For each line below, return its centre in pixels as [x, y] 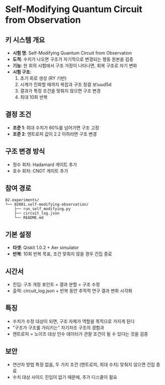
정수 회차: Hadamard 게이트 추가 [45, 164]
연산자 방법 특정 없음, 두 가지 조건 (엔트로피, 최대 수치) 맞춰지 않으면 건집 [84, 364]
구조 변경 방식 [25, 152]
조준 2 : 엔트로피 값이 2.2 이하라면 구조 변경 [55, 134]
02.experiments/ [22, 200]
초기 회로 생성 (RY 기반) [43, 78]
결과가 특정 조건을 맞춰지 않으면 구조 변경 [60, 91]
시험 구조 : [22, 72]
